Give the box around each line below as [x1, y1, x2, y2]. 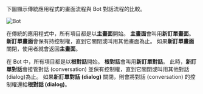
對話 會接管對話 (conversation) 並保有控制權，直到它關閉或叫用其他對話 [11, 65, 190, 73]
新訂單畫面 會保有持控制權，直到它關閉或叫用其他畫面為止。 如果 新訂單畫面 [6, 38, 194, 44]
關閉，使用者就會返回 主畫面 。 [6, 45, 81, 52]
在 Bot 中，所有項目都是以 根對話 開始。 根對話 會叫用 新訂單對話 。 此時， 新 [6, 58, 191, 65]
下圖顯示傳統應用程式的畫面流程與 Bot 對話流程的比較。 [6, 5, 146, 12]
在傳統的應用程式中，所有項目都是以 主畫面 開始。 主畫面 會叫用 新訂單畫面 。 [6, 30, 194, 37]
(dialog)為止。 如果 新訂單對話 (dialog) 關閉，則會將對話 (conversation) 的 [6, 73, 190, 80]
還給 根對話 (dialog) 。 [16, 81, 71, 88]
